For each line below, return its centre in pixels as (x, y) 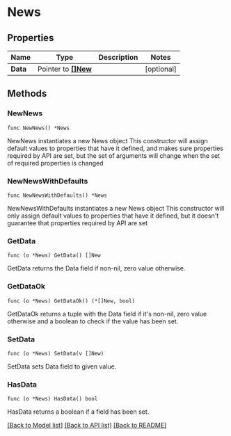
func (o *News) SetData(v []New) (56, 353)
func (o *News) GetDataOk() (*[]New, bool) (71, 301)
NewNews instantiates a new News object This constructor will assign (108, 140)
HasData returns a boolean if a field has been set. (78, 412)
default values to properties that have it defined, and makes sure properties (115, 148)
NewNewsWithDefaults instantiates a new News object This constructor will (116, 208)
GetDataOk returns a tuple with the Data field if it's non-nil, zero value (107, 314)
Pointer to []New (64, 69)
